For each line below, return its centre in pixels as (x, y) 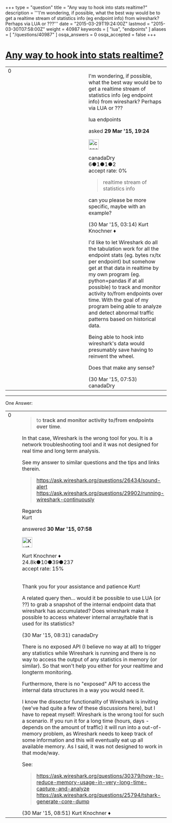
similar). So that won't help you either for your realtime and (93, 666)
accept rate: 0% (108, 170)
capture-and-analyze (63, 789)
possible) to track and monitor (125, 287)
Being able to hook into (116, 337)
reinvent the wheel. (112, 356)
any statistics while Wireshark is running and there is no (89, 653)
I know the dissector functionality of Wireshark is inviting (90, 702)
